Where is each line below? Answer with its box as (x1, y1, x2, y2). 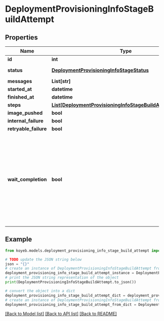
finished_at (7, 94, 34, 100)
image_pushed (7, 110, 43, 116)
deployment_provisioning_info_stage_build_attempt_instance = (5, 271, 134, 276)
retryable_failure (7, 125, 47, 132)
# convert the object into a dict (5, 288, 76, 293)
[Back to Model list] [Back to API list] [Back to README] (5, 311, 117, 317)
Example (5, 235, 32, 243)
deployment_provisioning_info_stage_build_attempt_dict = (5, 293, 125, 298)
